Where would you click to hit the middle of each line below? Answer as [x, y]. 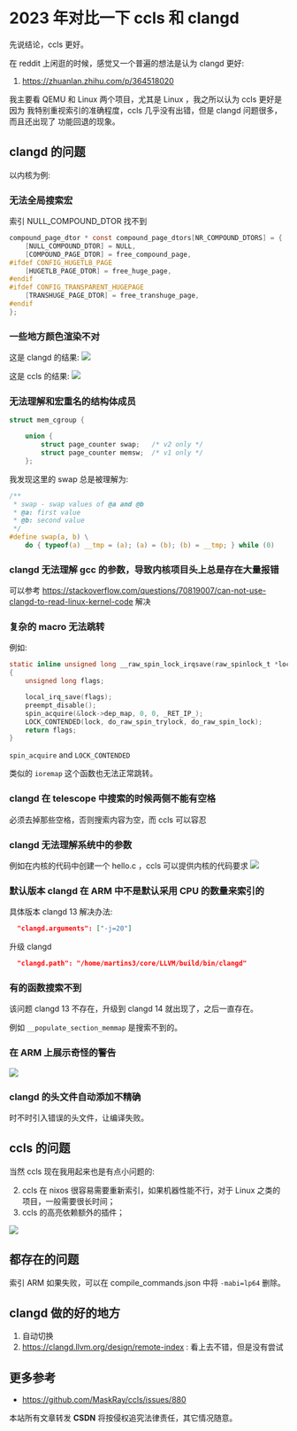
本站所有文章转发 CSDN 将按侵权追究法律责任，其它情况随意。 [123, 1418]
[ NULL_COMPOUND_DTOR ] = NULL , [81, 246]
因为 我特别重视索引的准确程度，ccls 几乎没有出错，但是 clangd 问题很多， [146, 110]
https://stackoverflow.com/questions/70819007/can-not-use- [154, 591]
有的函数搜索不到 [46, 987]
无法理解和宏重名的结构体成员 [73, 401]
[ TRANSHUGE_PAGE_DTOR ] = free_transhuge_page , [112, 296]
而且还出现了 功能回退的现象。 [65, 121]
